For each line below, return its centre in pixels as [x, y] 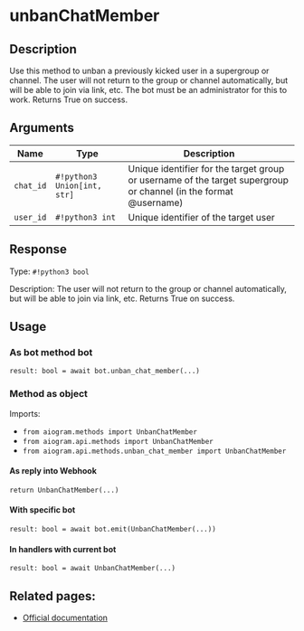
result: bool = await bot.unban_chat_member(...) [105, 372]
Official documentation [65, 618]
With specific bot [43, 510]
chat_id [30, 185]
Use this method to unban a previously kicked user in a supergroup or [139, 71]
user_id [30, 217]
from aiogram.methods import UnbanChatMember [109, 432]
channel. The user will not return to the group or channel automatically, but [149, 80]
